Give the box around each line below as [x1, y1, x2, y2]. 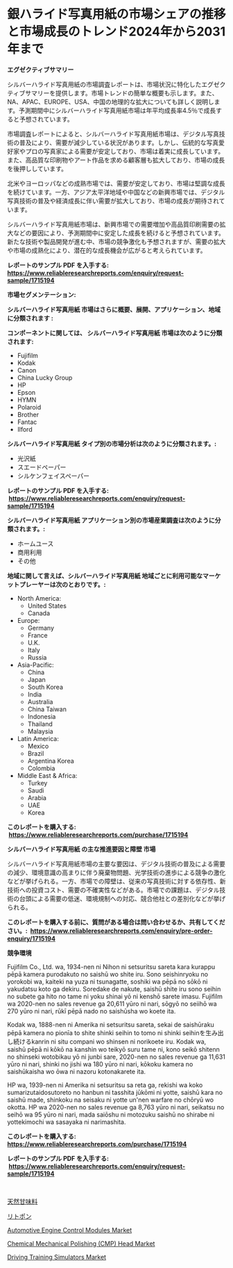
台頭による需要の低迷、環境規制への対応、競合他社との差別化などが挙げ [19, 894, 226, 902]
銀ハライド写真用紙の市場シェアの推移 [7, 6, 227, 22]
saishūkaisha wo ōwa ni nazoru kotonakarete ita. [7, 1067, 146, 1075]
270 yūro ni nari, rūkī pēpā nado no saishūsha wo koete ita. [7, 1007, 176, 1015]
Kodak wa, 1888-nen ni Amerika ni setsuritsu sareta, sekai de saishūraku [7, 1020, 215, 1029]
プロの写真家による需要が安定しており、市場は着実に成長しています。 [25, 147, 225, 155]
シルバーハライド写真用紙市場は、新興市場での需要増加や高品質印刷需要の [7, 220, 220, 228]
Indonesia [27, 712, 56, 720]
